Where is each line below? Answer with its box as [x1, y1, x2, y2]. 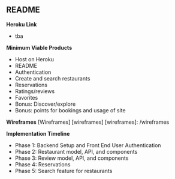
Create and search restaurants [14, 74, 90, 82]
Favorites [14, 94, 38, 101]
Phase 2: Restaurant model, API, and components [14, 148, 138, 155]
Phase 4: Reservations [14, 160, 71, 168]
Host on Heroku [14, 55, 55, 62]
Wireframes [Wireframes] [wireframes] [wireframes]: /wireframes [6, 118, 170, 126]
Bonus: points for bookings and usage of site [14, 106, 126, 114]
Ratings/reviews [14, 87, 55, 95]
